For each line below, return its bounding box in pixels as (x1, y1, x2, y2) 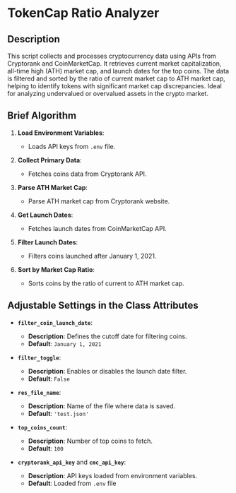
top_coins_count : (17, 422, 68, 432)
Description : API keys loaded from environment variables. (28, 471, 198, 480)
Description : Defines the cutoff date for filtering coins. (28, 332, 187, 340)
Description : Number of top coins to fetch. (28, 436, 153, 445)
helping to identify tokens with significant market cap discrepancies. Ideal (7, 82, 223, 90)
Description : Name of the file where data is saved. (28, 401, 176, 410)
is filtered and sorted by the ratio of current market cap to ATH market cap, (7, 74, 226, 83)
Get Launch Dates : (17, 210, 73, 219)
